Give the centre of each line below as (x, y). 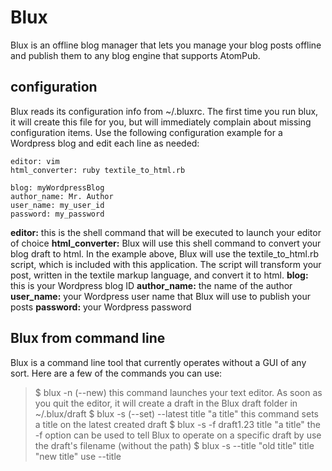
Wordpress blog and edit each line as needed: (105, 143)
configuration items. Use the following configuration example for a (146, 132)
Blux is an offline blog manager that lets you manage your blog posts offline (166, 45)
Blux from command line (88, 338)
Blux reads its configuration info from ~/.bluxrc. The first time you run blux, (164, 111)
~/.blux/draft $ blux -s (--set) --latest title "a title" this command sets (176, 413)
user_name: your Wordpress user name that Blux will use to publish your (161, 296)
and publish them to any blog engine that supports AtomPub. (135, 55)
